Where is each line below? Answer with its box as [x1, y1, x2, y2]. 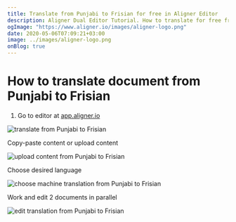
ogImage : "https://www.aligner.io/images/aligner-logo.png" [7, 23, 188, 30]
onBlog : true [7, 43, 46, 50]
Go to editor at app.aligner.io [17, 111, 100, 119]
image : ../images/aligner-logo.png [7, 37, 112, 44]
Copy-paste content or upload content [7, 138, 119, 147]
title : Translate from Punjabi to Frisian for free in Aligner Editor [7, 10, 218, 18]
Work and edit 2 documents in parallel [7, 192, 117, 201]
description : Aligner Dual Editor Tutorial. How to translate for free [7, 17, 221, 24]
